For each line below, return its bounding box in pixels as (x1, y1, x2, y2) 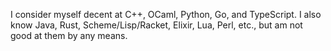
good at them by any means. (10, 30, 128, 41)
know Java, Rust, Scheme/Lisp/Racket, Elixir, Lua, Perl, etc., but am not (10, 19, 303, 31)
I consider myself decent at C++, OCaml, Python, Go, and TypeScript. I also (10, 9, 322, 20)
